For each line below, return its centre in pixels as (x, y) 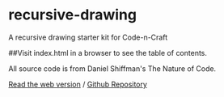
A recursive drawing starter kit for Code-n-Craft (88, 37)
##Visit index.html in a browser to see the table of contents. (108, 53)
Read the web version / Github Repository (78, 84)
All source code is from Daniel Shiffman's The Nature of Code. (112, 68)
